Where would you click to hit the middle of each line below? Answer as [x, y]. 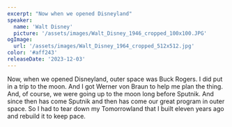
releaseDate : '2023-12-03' [46, 59]
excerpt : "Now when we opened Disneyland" [70, 14]
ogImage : [20, 40]
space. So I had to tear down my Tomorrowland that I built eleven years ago [116, 108]
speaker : [20, 20]
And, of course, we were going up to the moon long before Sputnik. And [111, 94]
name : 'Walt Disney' [43, 27]
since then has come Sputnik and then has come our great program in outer [116, 101]
